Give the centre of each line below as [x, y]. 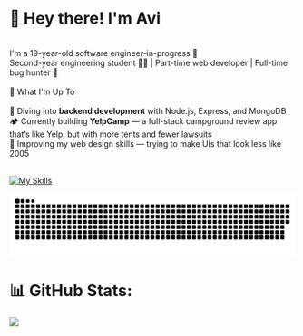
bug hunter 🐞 [34, 72]
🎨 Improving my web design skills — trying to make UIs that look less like [146, 143]
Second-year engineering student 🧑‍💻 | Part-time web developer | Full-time [149, 62]
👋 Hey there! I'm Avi [85, 19]
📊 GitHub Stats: [71, 290]
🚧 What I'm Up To [42, 91]
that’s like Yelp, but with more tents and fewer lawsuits [111, 134]
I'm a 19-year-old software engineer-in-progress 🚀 [103, 53]
